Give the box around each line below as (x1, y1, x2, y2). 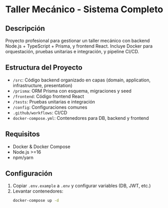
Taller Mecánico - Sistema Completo (5, 4, 163, 15)
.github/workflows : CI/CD (12, 109, 68, 116)
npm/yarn (12, 154, 34, 160)
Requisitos (5, 130, 40, 139)
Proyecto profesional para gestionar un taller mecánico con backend (5, 37, 150, 44)
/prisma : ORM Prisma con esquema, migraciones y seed (12, 88, 132, 94)
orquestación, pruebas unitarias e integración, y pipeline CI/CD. (5, 49, 139, 54)
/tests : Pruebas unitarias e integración (12, 98, 95, 105)
